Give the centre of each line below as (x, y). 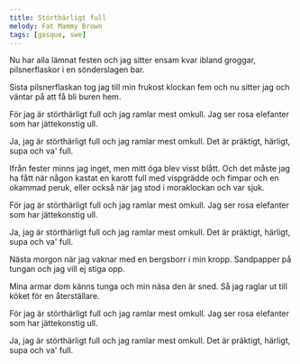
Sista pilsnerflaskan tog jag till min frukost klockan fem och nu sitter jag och (150, 88)
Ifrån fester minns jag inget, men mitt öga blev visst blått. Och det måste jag (150, 169)
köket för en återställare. (55, 296)
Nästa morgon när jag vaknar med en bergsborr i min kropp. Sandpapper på (150, 259)
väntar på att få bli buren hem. (65, 97)
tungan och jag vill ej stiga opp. (67, 269)
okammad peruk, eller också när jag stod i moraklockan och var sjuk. (137, 188)
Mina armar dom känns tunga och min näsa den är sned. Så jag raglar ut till (149, 286)
